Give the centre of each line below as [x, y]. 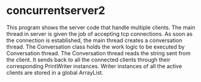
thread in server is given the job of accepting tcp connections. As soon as [100, 33]
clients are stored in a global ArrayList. [55, 72]
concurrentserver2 [56, 11]
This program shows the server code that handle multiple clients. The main [101, 27]
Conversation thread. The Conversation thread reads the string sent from [99, 53]
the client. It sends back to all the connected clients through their [88, 60]
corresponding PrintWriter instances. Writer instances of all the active [94, 66]
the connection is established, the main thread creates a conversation [94, 40]
